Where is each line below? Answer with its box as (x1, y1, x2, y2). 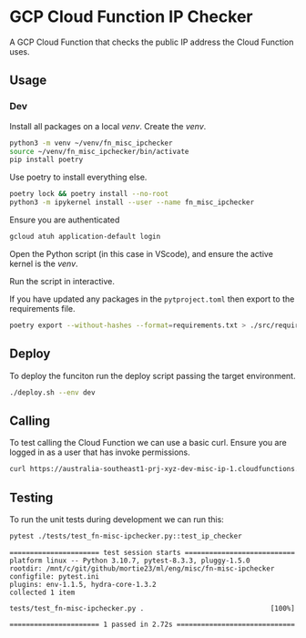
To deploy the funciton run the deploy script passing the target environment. (9, 370, 296, 381)
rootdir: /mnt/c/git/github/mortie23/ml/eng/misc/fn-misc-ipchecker (9, 563, 275, 573)
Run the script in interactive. (9, 275, 116, 286)
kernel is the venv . (9, 258, 79, 269)
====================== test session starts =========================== (9, 548, 296, 557)
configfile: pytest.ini (9, 571, 100, 581)
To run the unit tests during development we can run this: (9, 513, 225, 525)
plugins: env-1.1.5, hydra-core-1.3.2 (9, 580, 157, 589)
